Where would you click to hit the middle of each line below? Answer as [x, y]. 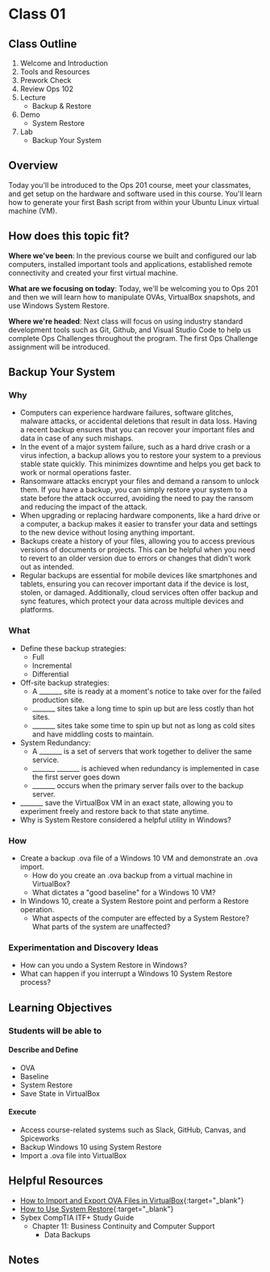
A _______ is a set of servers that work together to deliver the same [142, 751]
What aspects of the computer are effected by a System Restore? [141, 918]
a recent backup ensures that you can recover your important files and [137, 430]
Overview [33, 166]
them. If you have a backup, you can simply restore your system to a [134, 490]
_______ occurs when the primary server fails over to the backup [138, 785]
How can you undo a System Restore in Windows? [104, 965]
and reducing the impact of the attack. [83, 507]
